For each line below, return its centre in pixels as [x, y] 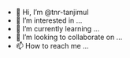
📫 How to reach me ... [52, 46]
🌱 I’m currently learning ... [58, 29]
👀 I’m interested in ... [49, 20]
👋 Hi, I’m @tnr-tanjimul [52, 12]
